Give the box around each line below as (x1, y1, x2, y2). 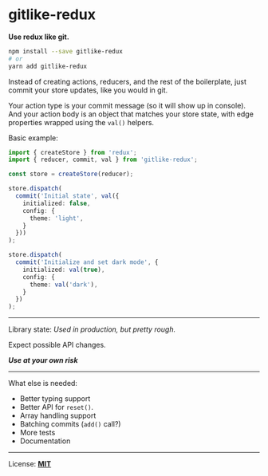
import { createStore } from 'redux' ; (8, 148, 137, 156)
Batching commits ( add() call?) (19, 419, 121, 429)
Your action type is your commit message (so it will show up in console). (8, 100, 246, 110)
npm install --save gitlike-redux (8, 47, 124, 55)
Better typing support (19, 394, 91, 403)
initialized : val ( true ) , (22, 266, 105, 273)
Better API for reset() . (19, 403, 94, 412)
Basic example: (8, 133, 58, 143)
